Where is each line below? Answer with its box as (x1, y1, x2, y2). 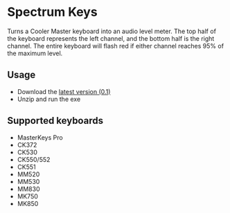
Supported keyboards (7, 115, 104, 127)
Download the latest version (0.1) (17, 87, 111, 95)
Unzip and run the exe (17, 95, 81, 103)
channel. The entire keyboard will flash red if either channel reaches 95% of (7, 41, 224, 50)
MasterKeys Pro (17, 133, 64, 142)
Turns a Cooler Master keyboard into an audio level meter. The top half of (7, 27, 217, 35)
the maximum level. (7, 49, 63, 57)
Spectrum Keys (7, 4, 98, 20)
